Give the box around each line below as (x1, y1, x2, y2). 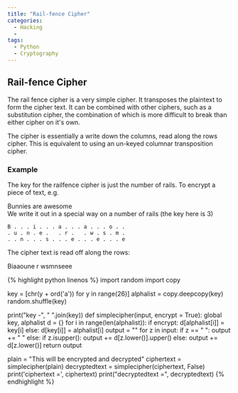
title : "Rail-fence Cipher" (7, 10, 91, 18)
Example (7, 164, 38, 174)
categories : (7, 17, 43, 24)
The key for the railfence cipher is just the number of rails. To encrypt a (7, 181, 216, 189)
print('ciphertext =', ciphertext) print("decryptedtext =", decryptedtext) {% (7, 370, 225, 378)
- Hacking (13, 23, 43, 31)
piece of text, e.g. (7, 188, 59, 196)
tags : (7, 37, 23, 44)
